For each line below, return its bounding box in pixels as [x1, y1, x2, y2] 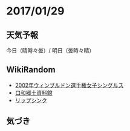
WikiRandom [6, 65, 56, 75]
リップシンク [15, 97, 47, 104]
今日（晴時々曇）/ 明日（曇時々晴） [6, 47, 95, 54]
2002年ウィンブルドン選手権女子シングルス [15, 81, 124, 89]
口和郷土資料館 [15, 89, 53, 96]
